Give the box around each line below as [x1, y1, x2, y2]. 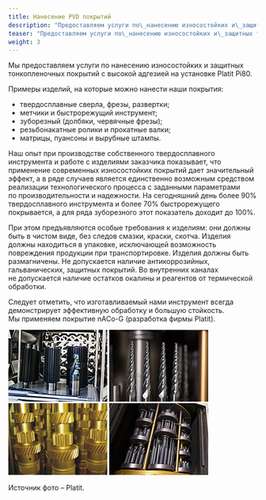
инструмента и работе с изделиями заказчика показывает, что [8, 157, 222, 166]
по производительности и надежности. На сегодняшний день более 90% [8, 191, 257, 200]
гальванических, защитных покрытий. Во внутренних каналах [8, 265, 219, 275]
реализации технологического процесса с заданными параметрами [8, 182, 241, 192]
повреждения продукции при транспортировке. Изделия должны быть [8, 248, 249, 258]
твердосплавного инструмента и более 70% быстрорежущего [8, 199, 220, 209]
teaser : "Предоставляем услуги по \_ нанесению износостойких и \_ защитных [8, 29, 253, 37]
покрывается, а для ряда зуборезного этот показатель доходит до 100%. [8, 208, 256, 217]
